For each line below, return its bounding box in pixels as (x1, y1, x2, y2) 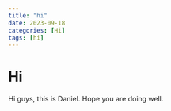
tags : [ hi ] (8, 33, 44, 42)
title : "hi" (8, 11, 47, 20)
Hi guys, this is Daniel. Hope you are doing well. (8, 94, 164, 104)
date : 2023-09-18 (8, 19, 66, 27)
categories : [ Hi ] (8, 26, 66, 34)
